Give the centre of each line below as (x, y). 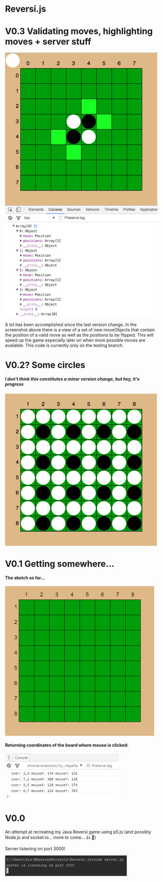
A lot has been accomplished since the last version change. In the (71, 325)
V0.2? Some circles (45, 365)
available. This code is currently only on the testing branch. (64, 345)
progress (14, 384)
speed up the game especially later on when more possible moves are (75, 340)
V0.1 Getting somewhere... (60, 564)
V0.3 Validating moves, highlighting (79, 32)
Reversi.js (26, 9)
